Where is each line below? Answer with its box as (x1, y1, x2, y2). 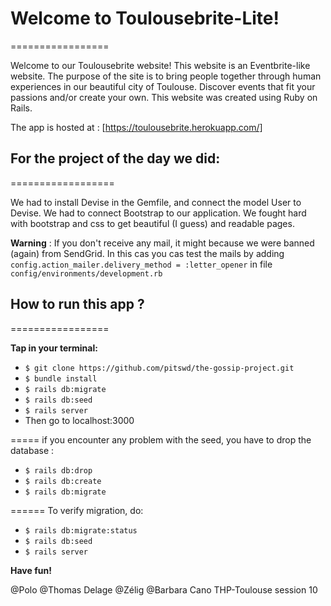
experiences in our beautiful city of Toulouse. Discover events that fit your (10, 80, 316, 92)
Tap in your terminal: (10, 342, 98, 354)
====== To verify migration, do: (10, 504, 144, 516)
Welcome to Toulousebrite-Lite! (10, 7, 280, 30)
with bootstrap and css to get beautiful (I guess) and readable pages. (10, 217, 295, 229)
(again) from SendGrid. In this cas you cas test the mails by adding (10, 247, 285, 259)
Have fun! (10, 564, 52, 576)
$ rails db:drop (24, 465, 93, 476)
